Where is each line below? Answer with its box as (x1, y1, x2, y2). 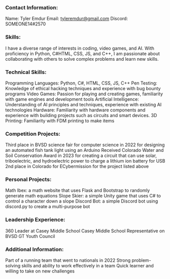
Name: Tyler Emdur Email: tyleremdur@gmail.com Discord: (5, 16, 128, 22)
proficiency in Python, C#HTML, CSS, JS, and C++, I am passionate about (5, 50, 160, 57)
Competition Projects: (5, 130, 61, 137)
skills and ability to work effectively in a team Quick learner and (21, 263, 154, 269)
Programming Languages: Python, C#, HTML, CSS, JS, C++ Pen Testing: (5, 80, 157, 86)
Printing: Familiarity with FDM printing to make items (5, 117, 115, 124)
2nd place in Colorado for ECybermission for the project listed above (5, 164, 149, 170)
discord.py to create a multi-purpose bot (5, 204, 90, 210)
